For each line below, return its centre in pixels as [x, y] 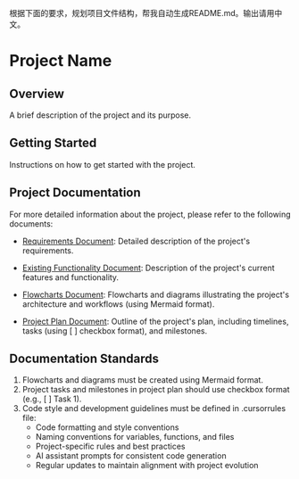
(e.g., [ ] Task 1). [52, 399]
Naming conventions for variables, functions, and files [135, 437]
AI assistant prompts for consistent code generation [131, 456]
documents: [31, 223]
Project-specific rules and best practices [110, 446]
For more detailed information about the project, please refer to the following [150, 214]
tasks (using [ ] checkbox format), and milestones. [115, 330]
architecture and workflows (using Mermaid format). [118, 304]
